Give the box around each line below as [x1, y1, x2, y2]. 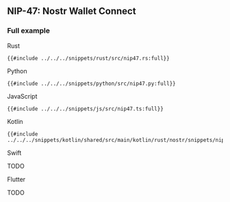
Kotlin [7, 117, 23, 125]
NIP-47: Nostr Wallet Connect [7, 5, 136, 17]
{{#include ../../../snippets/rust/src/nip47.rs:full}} [7, 55, 170, 62]
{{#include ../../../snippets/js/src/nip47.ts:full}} [7, 105, 164, 112]
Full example [7, 26, 50, 36]
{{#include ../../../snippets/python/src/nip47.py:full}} [7, 80, 176, 87]
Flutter [7, 175, 26, 184]
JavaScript [7, 92, 38, 100]
